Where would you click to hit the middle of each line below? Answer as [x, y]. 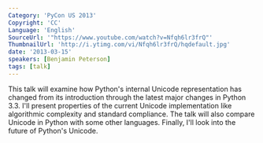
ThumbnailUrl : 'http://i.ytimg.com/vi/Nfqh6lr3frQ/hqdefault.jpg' [119, 45]
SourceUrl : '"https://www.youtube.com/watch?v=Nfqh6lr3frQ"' [111, 37]
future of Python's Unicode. [53, 130]
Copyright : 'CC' [35, 23]
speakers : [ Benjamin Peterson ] [59, 60]
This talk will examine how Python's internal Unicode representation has [125, 89]
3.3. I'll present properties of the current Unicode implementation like [120, 105]
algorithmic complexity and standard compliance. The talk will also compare [131, 114]
